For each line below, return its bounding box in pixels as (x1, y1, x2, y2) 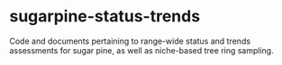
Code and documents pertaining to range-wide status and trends (9, 36, 250, 46)
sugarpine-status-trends (9, 6, 201, 27)
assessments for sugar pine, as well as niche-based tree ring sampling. (9, 45, 274, 55)
